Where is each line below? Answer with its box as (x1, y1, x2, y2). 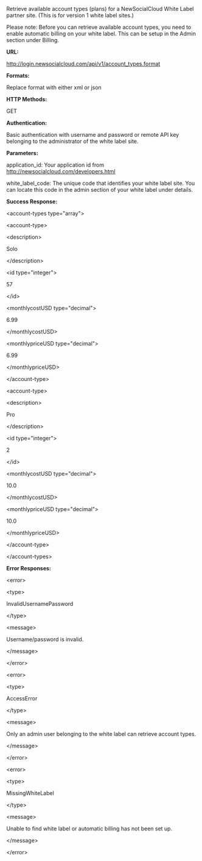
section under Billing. (6, 37, 60, 43)
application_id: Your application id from (6, 161, 105, 169)
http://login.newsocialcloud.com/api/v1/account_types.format (6, 60, 161, 67)
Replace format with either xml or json (6, 84, 102, 91)
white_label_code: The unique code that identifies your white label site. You (6, 180, 195, 187)
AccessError (6, 695, 38, 702)
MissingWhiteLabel (6, 790, 55, 796)
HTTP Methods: (6, 96, 47, 103)
